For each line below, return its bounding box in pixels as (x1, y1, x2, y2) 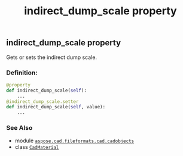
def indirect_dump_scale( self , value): (6, 104, 106, 110)
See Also (6, 124, 33, 132)
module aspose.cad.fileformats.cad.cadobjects (14, 137, 135, 144)
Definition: (6, 68, 38, 77)
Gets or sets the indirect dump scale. (6, 54, 97, 61)
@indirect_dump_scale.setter (6, 98, 79, 105)
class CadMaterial (14, 143, 59, 151)
